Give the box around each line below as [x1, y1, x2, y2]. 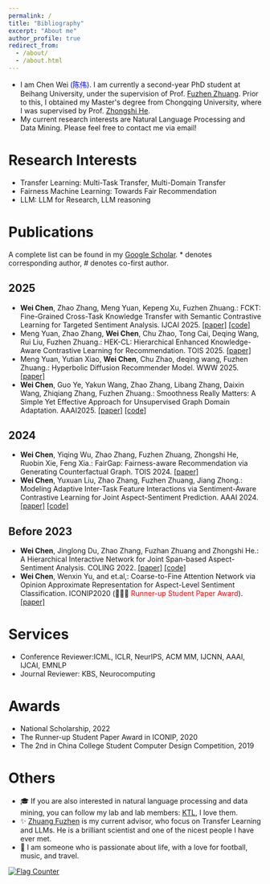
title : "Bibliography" [8, 19, 84, 27]
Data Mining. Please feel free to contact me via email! [19, 122, 197, 133]
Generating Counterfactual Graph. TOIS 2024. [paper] [19, 467, 199, 477]
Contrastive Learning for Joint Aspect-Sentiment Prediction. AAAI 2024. [19, 492, 259, 503]
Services [8, 625, 70, 643]
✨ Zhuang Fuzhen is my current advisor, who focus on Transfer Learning [19, 816, 261, 825]
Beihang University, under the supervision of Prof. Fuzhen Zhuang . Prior [19, 88, 259, 98]
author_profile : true [8, 34, 81, 43]
